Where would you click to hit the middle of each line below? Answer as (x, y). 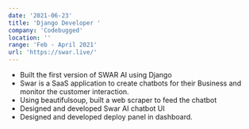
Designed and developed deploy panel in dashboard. (106, 117)
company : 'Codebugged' (46, 30)
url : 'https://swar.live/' (53, 52)
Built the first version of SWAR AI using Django (96, 75)
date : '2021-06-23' (40, 15)
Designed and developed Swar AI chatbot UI (92, 108)
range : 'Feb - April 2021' (53, 45)
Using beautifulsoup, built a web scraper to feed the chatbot (118, 100)
